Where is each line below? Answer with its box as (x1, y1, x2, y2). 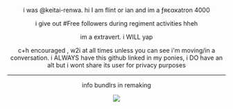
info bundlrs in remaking (82, 81, 151, 89)
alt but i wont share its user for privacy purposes (47, 61, 186, 69)
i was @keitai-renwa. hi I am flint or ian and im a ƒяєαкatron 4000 (23, 6, 210, 14)
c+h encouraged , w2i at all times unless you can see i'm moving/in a (17, 47, 216, 54)
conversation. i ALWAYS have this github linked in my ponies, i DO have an (10, 53, 223, 62)
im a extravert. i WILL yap (80, 33, 153, 41)
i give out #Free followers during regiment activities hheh (35, 19, 198, 27)
